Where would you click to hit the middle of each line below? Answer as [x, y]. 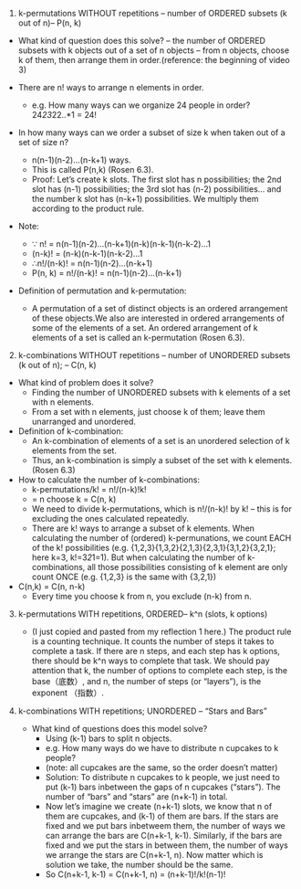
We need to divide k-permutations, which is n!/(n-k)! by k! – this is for [161, 509]
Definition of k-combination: [71, 431]
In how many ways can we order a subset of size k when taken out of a [151, 132]
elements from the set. [74, 450]
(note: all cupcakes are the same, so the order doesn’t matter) [161, 767]
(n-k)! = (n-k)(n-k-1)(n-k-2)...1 [87, 254]
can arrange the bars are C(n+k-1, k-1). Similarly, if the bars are [164, 836]
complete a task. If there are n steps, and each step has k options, [156, 651]
